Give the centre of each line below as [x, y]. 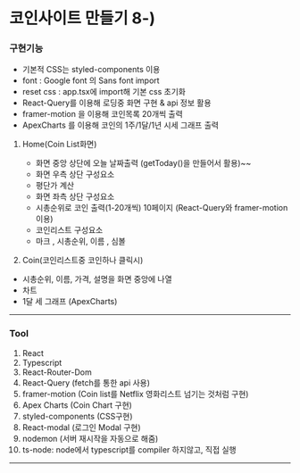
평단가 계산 [54, 186]
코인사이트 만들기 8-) [83, 18]
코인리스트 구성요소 [69, 230]
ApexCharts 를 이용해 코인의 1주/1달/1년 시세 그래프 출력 [120, 125]
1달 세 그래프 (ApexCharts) [70, 302]
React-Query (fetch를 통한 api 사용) [86, 382]
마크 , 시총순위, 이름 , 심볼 [81, 241]
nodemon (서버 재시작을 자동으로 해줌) [90, 438]
